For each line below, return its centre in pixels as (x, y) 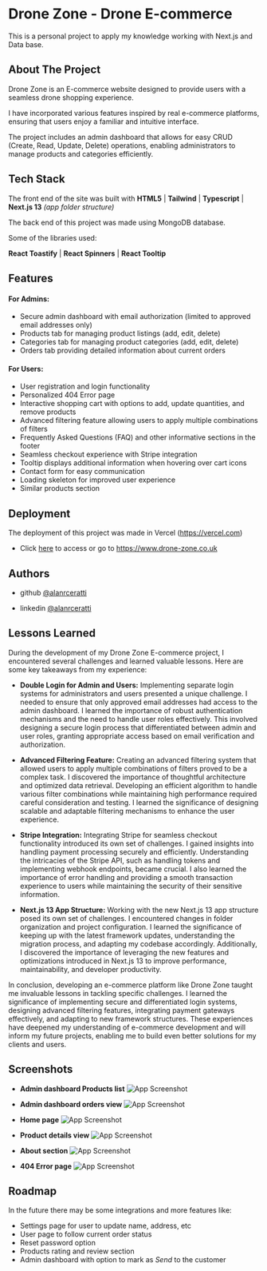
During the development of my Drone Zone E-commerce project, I (116, 652)
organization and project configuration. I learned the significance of (131, 926)
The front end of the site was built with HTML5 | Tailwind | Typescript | (126, 198)
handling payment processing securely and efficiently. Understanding (134, 851)
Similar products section (60, 488)
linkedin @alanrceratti (55, 608)
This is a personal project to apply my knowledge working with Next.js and (131, 36)
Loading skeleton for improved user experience (98, 480)
